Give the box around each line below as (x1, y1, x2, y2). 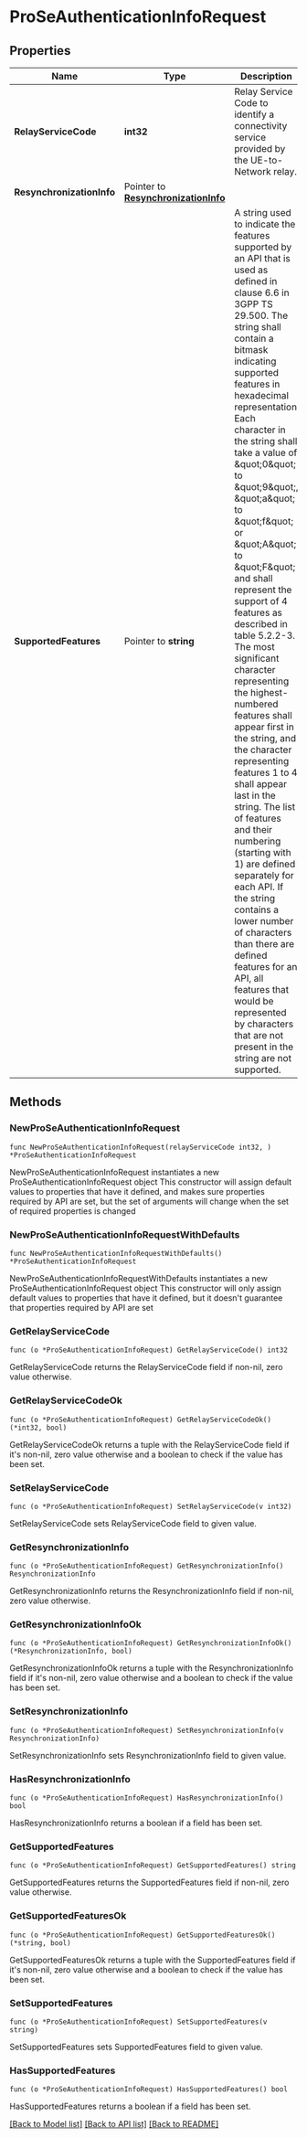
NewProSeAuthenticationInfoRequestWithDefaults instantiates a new (9, 1272, 268, 1283)
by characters (234, 1017, 294, 1030)
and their (234, 824, 272, 835)
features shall (234, 709, 292, 721)
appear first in (234, 720, 294, 733)
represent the (234, 583, 292, 596)
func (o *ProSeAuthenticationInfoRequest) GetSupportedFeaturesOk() (9, 1931, 276, 1940)
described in (234, 618, 288, 630)
